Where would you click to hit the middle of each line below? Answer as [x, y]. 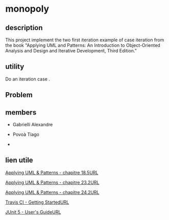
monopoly [27, 9]
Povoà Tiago [26, 134]
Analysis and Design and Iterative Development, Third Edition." [71, 51]
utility [15, 67]
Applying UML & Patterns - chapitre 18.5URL [52, 172]
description [24, 28]
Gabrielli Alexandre [33, 125]
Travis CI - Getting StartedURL [37, 202]
